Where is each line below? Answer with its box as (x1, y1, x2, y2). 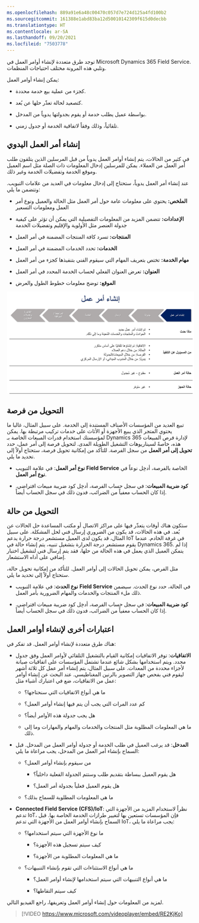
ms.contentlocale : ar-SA (7, 29, 68, 35)
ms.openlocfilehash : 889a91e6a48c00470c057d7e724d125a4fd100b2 (7, 10, 167, 15)
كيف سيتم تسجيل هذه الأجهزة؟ (33, 841, 102, 848)
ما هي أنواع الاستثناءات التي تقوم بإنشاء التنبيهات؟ (24, 864, 134, 871)
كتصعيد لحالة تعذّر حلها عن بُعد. (15, 99, 83, 106)
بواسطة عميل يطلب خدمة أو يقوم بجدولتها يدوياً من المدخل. (15, 111, 147, 117)
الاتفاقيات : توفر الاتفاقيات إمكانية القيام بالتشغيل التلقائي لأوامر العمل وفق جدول (15, 651, 191, 658)
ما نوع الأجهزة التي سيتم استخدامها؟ (24, 829, 103, 837)
